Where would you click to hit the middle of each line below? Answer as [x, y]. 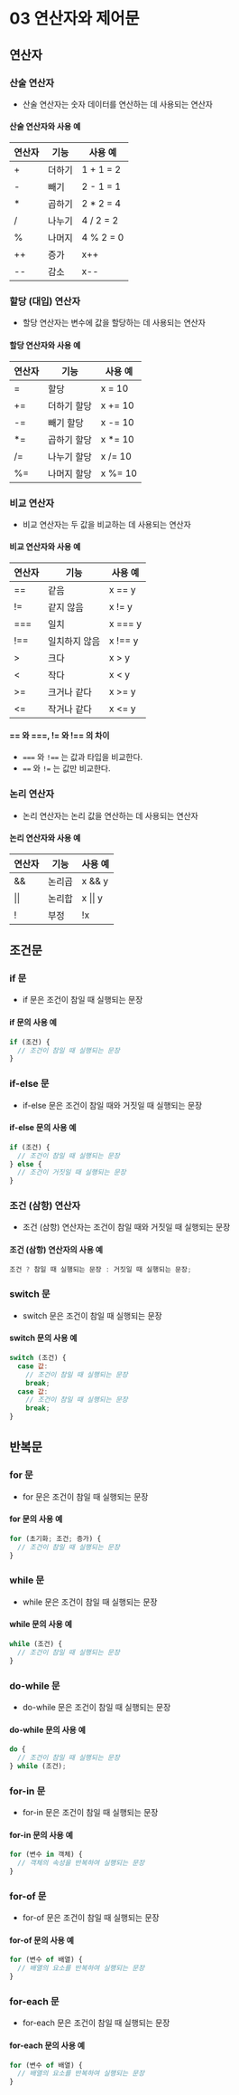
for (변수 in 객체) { [46, 1855]
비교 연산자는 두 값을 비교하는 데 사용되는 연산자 [106, 524]
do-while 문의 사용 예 [47, 1729]
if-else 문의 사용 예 [43, 1128]
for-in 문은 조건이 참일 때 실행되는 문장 [90, 1813]
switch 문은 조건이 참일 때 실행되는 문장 [92, 1315]
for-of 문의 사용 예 [42, 1940]
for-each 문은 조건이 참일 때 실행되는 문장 [96, 2023]
